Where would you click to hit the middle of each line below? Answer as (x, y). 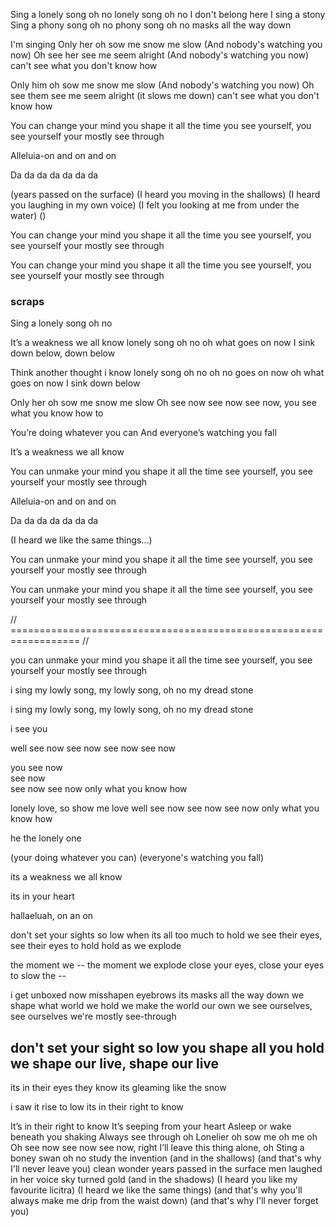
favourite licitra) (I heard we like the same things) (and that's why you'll (156, 1190)
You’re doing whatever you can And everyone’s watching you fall (143, 433)
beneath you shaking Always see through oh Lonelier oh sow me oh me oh (164, 1137)
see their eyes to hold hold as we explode (96, 946)
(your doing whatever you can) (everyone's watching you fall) (137, 858)
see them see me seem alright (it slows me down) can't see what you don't (165, 95)
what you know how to (57, 413)
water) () (28, 215)
